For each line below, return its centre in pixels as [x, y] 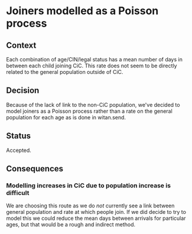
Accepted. [19, 150]
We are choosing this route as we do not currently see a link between [90, 206]
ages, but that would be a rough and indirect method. [71, 225]
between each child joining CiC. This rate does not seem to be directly [92, 66]
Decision [23, 91]
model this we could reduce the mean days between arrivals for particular [96, 218]
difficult [18, 193]
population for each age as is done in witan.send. [66, 117]
